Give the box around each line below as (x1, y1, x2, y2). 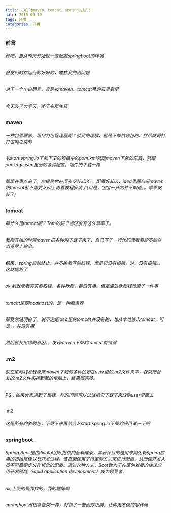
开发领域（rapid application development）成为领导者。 (9, 468, 127, 475)
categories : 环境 (5, 21, 41, 27)
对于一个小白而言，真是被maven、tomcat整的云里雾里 (5, 86, 119, 92)
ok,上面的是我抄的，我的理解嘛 (5, 485, 70, 491)
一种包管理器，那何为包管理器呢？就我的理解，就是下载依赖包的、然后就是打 (5, 132, 165, 138)
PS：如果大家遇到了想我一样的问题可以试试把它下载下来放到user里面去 (5, 392, 154, 398)
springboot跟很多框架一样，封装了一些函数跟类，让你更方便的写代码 (5, 502, 148, 508)
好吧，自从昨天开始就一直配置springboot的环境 (5, 53, 104, 59)
